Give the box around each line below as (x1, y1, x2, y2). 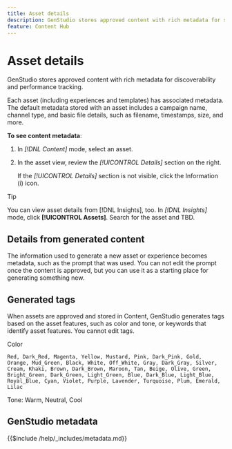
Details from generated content (7, 233, 145, 245)
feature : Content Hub (7, 23, 70, 30)
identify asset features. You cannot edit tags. (7, 326, 135, 335)
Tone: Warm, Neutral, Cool (7, 395, 83, 404)
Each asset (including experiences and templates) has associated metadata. (7, 96, 224, 104)
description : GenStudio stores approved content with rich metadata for (7, 17, 221, 23)
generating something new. (7, 274, 85, 282)
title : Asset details (7, 10, 70, 17)
